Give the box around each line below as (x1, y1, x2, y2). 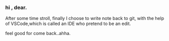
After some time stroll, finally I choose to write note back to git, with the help (5, 15, 164, 21)
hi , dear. (5, 4, 27, 11)
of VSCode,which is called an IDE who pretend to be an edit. (5, 20, 131, 26)
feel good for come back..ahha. (5, 30, 71, 36)
